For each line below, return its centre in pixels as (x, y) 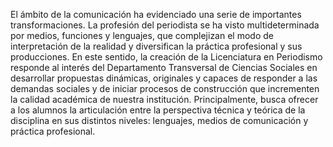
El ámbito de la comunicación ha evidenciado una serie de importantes (156, 14)
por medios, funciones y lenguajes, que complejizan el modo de (142, 35)
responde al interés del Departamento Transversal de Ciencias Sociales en (164, 67)
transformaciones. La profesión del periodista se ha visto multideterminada (165, 25)
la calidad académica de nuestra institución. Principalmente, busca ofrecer (164, 99)
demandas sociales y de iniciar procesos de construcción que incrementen (165, 88)
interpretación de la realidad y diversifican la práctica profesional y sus (156, 46)
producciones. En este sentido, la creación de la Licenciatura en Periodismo (166, 57)
